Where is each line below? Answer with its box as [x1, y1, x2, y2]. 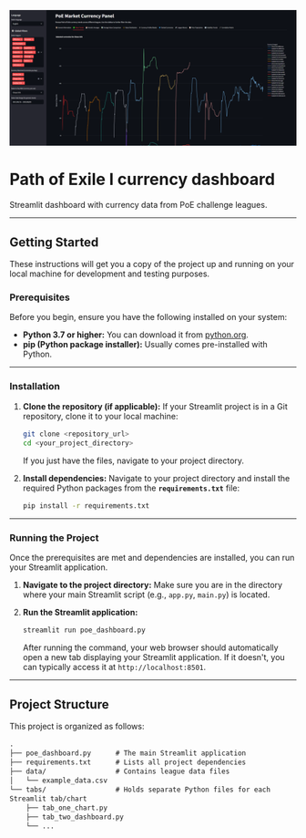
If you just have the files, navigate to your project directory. [22, 455, 244, 466]
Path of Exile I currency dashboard [9, 170, 276, 190]
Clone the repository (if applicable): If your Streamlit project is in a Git [22, 400, 289, 411]
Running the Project [9, 532, 99, 544]
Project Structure [9, 697, 109, 712]
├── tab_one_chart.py [25, 803, 107, 812]
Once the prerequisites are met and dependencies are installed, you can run [9, 553, 295, 564]
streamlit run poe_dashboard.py [22, 626, 146, 635]
